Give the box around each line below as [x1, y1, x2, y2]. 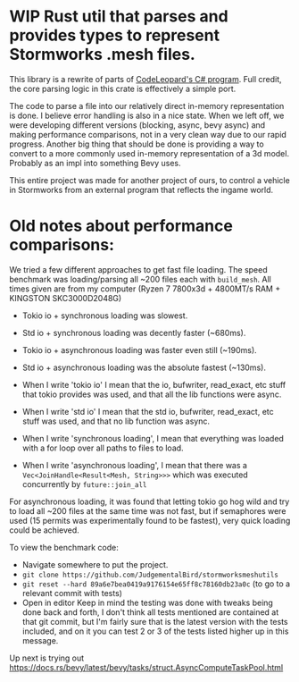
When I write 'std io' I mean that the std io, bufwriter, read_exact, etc [21, 406, 274, 417]
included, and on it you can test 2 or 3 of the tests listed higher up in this [21, 626, 289, 636]
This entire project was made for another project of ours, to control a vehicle [9, 174, 290, 185]
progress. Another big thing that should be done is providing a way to [9, 139, 265, 149]
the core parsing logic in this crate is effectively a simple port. [9, 83, 237, 94]
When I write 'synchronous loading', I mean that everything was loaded [21, 433, 284, 443]
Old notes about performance [9, 216, 234, 236]
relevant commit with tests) [21, 587, 123, 598]
